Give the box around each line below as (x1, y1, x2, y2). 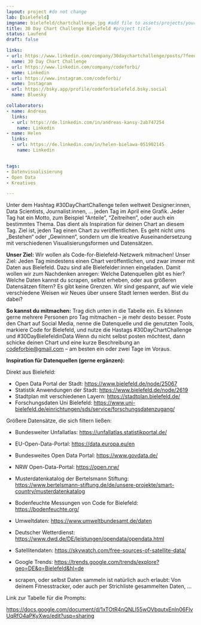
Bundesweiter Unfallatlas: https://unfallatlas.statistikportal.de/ (14, 429, 167, 436)
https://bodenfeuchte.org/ (14, 506, 80, 513)
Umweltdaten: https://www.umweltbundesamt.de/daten (14, 517, 153, 525)
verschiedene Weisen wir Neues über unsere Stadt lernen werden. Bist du (6, 289, 188, 297)
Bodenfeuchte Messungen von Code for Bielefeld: (14, 499, 139, 507)
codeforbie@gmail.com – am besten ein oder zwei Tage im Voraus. (6, 345, 172, 353)
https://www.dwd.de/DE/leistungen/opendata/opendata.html (14, 535, 165, 542)
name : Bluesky (11, 92, 47, 98)
